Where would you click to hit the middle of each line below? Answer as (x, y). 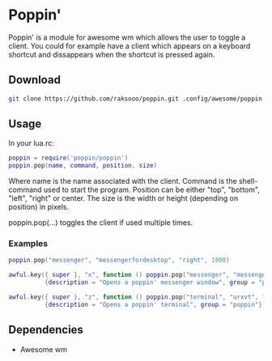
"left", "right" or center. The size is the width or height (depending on (123, 198)
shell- (248, 181)
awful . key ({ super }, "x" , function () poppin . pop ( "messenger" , (119, 275)
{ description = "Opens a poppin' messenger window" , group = (149, 282)
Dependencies (46, 330)
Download (34, 80)
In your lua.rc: (32, 143)
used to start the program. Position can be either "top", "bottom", (152, 190)
